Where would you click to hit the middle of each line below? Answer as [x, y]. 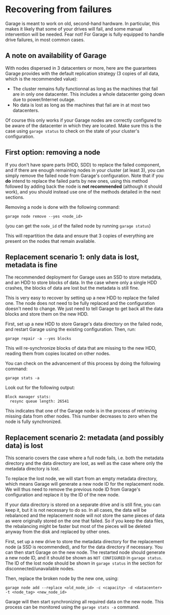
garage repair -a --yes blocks [38, 339]
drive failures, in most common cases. [45, 40]
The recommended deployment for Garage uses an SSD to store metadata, [83, 277]
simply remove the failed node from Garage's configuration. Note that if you [84, 175]
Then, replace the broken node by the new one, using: [62, 578]
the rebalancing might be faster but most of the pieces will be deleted [78, 526]
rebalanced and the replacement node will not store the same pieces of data [85, 516]
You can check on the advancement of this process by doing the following [83, 364]
